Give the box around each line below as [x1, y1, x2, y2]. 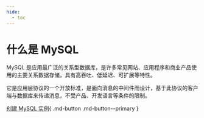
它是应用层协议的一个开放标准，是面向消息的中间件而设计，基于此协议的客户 [6, 85, 199, 92]
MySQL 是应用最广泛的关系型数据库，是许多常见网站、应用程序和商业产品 [6, 64, 192, 71]
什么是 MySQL [6, 43, 79, 57]
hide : [6, 9, 20, 15]
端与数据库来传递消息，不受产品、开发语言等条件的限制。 [6, 92, 150, 99]
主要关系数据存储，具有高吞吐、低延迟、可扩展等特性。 [16, 71, 156, 79]
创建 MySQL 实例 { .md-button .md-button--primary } [6, 105, 139, 113]
